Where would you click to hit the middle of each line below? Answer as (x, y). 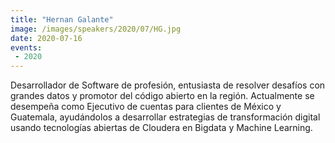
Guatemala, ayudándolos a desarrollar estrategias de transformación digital (165, 117)
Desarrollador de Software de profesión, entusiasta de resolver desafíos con (168, 85)
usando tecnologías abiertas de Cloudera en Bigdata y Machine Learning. (161, 128)
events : (26, 47)
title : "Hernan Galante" (62, 19)
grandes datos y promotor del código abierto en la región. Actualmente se (162, 96)
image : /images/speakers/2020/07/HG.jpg (96, 29)
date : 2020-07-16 (46, 38)
